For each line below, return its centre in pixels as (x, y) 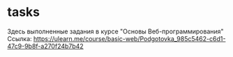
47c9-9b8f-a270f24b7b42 (45, 46)
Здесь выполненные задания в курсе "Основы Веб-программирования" (116, 31)
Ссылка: (20, 38)
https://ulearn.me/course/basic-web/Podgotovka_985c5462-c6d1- (130, 38)
